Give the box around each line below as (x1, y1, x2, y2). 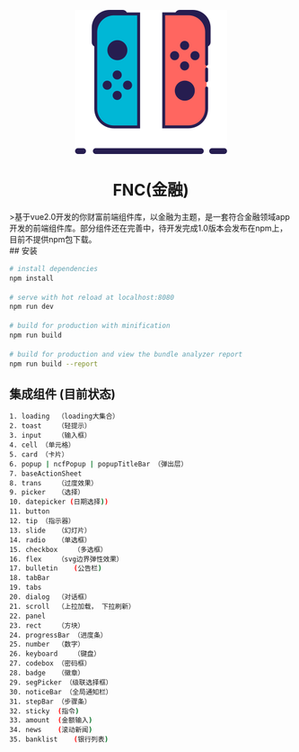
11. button (9, 507, 50, 516)
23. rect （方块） (9, 621, 85, 630)
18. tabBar (9, 574, 50, 583)
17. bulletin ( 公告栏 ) (9, 564, 102, 573)
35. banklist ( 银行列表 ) (9, 735, 110, 744)
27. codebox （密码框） (9, 659, 92, 668)
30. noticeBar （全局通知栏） (9, 687, 113, 696)
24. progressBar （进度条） (9, 630, 108, 639)
